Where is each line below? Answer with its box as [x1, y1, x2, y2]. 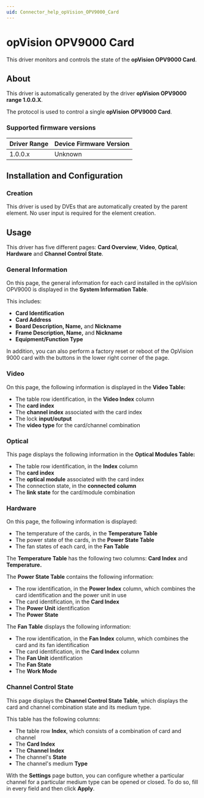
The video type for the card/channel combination [15, 421, 140, 428]
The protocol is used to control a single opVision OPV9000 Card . [6, 108, 173, 115]
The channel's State [15, 753, 67, 761]
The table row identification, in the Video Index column [15, 395, 154, 403]
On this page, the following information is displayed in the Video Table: [6, 383, 186, 390]
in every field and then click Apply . [6, 784, 95, 792]
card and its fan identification [15, 641, 89, 649]
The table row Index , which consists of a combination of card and [15, 727, 182, 734]
